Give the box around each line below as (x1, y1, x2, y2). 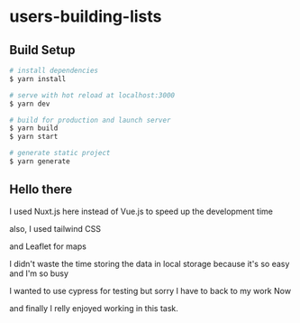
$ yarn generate (9, 157, 70, 166)
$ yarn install (9, 74, 67, 83)
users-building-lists (9, 6, 162, 27)
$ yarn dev (9, 99, 50, 108)
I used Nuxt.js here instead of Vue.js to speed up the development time (9, 206, 273, 217)
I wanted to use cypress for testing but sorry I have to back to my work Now (9, 285, 291, 296)
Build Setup (9, 42, 76, 58)
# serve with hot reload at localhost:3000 (9, 90, 176, 100)
